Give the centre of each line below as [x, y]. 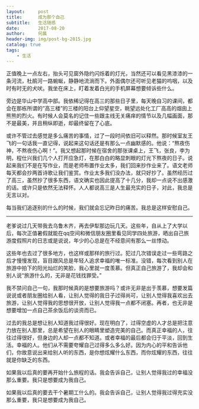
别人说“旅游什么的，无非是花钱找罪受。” [54, 275]
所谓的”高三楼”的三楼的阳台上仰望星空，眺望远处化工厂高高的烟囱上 [109, 108]
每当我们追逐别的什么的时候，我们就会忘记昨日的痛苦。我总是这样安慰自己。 [99, 207]
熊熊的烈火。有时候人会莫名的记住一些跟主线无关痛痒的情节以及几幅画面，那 [99, 116]
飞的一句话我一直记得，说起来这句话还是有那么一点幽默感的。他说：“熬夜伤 [98, 143]
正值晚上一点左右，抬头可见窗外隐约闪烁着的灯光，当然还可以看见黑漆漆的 [97, 73]
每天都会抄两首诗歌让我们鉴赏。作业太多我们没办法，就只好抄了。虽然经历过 [99, 172]
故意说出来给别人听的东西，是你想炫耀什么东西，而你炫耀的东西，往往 [107, 352]
